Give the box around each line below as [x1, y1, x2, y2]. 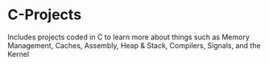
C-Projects [7, 6, 82, 24]
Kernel [7, 49, 30, 59]
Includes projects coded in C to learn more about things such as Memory [7, 32, 250, 42]
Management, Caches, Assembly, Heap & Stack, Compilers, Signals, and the [7, 40, 261, 50]
